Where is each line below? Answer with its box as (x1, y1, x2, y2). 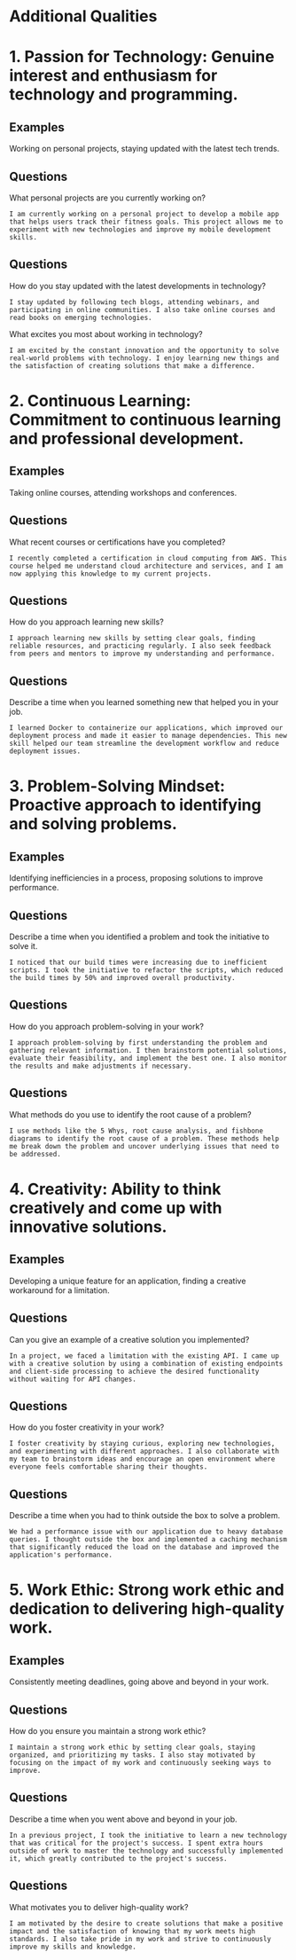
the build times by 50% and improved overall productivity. (9, 974, 237, 983)
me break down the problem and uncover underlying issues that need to (9, 1141, 279, 1150)
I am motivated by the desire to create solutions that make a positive (9, 1918, 284, 1928)
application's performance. (9, 1550, 113, 1560)
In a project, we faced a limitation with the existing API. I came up (9, 1351, 279, 1360)
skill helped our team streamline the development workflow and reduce (9, 739, 279, 749)
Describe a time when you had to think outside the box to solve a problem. (9, 1510, 281, 1521)
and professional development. (9, 428, 245, 449)
